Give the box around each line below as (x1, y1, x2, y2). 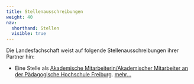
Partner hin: (6, 53, 35, 60)
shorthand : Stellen (11, 25, 60, 31)
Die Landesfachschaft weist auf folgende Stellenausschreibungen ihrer (6, 47, 179, 54)
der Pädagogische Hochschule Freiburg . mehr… (14, 71, 132, 78)
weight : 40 (6, 14, 33, 20)
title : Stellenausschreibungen (6, 8, 83, 15)
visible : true (11, 31, 46, 37)
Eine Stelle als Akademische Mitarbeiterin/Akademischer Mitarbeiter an (14, 64, 188, 72)
